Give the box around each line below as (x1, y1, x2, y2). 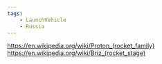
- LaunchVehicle (19, 17, 67, 23)
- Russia (19, 23, 45, 30)
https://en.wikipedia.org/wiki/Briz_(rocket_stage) (7, 49, 146, 57)
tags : (7, 10, 23, 17)
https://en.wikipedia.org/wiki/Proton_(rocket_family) (7, 42, 155, 50)
